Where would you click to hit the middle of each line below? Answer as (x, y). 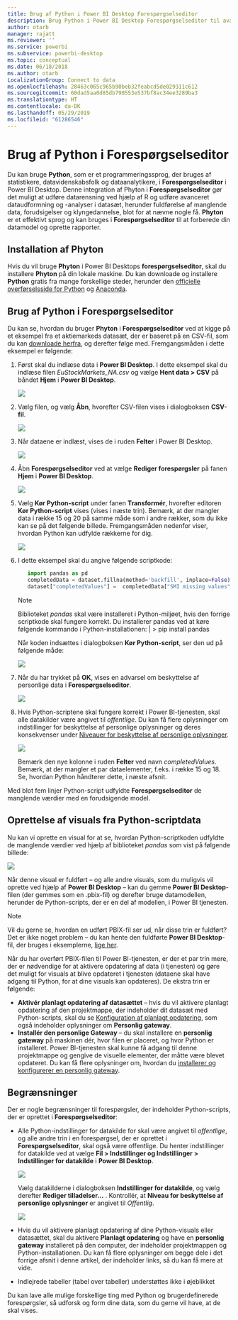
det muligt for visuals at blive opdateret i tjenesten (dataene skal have (109, 974)
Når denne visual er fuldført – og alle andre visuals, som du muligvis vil (110, 879)
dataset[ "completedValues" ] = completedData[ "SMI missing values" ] (130, 586)
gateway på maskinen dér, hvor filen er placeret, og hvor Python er (115, 1040)
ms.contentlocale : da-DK (44, 106)
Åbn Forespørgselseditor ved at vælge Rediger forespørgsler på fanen (123, 468)
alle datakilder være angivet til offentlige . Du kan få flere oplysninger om (123, 719)
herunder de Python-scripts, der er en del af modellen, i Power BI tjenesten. (118, 902)
